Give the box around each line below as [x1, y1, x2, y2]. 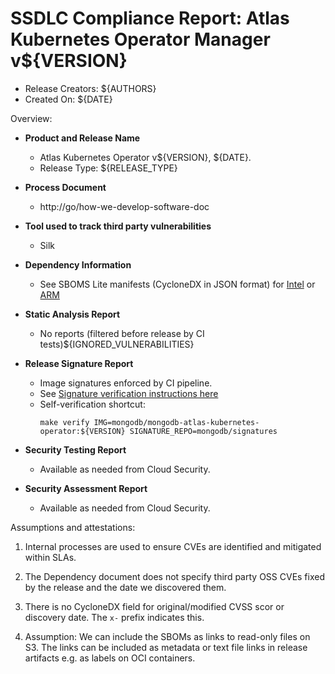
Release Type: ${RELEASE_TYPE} [39, 162, 178, 174]
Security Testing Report [24, 443, 127, 456]
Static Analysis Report [24, 308, 121, 320]
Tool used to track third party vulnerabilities [24, 220, 212, 232]
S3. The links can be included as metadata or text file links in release [24, 641, 308, 653]
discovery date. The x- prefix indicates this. [24, 611, 205, 623]
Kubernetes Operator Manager [10, 28, 271, 51]
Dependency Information [24, 258, 132, 271]
